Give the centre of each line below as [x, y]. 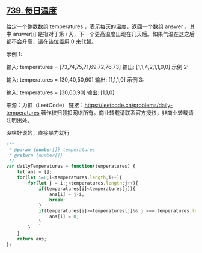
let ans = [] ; [35, 172]
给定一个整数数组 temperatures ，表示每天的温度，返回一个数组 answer [95, 26]
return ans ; [32, 239]
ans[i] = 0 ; [64, 217]
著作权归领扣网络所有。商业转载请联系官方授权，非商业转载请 [118, 112]
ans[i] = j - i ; [67, 194]
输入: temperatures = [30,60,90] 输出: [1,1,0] [60, 92]
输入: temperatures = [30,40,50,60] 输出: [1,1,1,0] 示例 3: [75, 79]
